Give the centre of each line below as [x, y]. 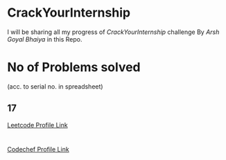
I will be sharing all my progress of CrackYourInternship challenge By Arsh [113, 32]
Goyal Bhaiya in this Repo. [45, 39]
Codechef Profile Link [38, 149]
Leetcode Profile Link [37, 125]
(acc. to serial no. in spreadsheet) [55, 86]
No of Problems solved [74, 68]
